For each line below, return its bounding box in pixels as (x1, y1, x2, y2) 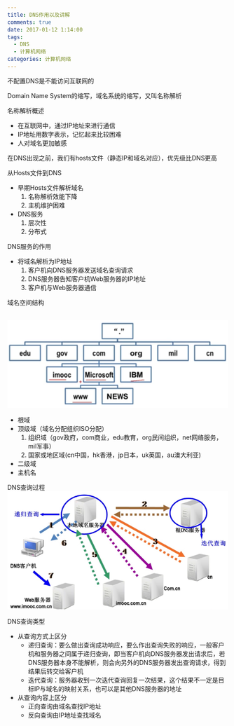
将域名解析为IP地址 (17, 256, 73, 266)
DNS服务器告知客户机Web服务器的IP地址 (27, 274, 146, 283)
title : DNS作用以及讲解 (7, 11, 70, 18)
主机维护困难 (27, 200, 65, 210)
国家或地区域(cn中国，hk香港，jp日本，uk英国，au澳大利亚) (27, 451, 202, 459)
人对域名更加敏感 (17, 139, 67, 147)
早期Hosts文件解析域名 (17, 183, 84, 192)
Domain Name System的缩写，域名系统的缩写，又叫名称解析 (7, 91, 182, 100)
